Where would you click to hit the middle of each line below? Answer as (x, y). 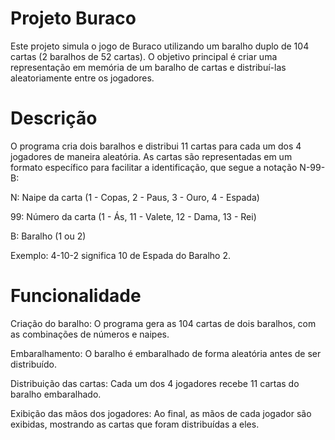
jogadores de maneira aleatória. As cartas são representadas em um (151, 156)
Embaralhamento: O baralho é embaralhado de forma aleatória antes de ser (166, 353)
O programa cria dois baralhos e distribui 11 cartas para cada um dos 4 (156, 146)
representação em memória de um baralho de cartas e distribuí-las (148, 67)
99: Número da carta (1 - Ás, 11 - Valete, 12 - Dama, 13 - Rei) (133, 216)
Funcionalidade (76, 296)
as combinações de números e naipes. (90, 334)
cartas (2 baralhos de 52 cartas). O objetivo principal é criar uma (144, 56)
